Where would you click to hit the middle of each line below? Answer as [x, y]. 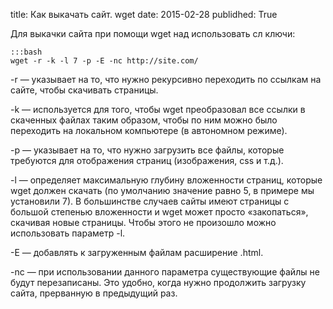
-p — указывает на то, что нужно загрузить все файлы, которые [147, 150]
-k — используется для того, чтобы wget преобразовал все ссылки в [158, 109]
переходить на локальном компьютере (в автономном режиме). [149, 130]
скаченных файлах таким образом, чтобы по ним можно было [144, 120]
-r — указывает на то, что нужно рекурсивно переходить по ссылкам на [166, 79]
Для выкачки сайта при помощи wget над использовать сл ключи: [153, 33]
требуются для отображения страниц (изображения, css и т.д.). [147, 160]
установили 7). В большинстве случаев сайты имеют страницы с [150, 201]
